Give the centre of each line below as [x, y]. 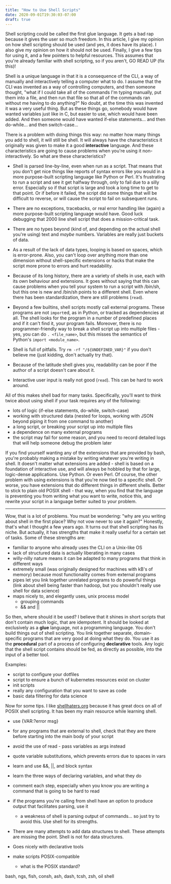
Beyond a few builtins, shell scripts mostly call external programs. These [89, 307]
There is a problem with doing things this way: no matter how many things [83, 135]
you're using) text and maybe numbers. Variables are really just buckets [88, 234]
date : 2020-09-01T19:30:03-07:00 [41, 15]
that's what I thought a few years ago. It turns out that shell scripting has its [84, 527]
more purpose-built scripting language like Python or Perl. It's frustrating [89, 177]
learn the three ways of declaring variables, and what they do [77, 776]
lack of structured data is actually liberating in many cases [74, 553]
